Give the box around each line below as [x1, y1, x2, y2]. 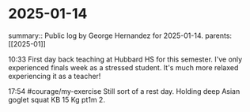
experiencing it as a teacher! [8, 71, 101, 80]
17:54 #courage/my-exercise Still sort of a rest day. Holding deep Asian [8, 86, 241, 95]
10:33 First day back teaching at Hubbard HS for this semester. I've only [8, 54, 243, 64]
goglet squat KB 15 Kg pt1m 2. [8, 95, 105, 104]
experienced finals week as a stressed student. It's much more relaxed [8, 62, 239, 72]
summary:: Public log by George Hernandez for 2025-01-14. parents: [8, 31, 232, 40]
